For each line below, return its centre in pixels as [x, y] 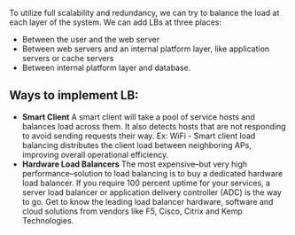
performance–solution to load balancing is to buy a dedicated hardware [152, 173]
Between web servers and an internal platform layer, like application [146, 49]
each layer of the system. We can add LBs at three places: [116, 22]
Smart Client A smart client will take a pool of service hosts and [138, 117]
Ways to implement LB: [74, 95]
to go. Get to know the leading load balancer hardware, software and [147, 201]
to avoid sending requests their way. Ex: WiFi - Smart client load [139, 136]
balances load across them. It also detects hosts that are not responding [154, 126]
